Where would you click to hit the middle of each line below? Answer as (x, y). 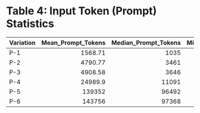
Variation (22, 42)
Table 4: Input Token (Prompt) (82, 11)
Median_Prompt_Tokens (146, 42)
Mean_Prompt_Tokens (74, 42)
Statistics (30, 24)
